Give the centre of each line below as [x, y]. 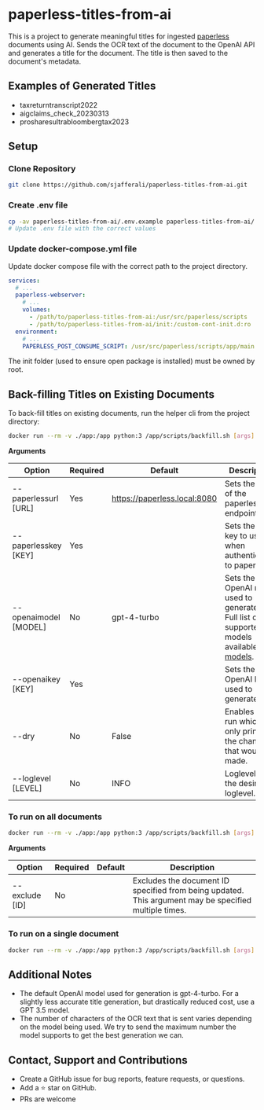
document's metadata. [44, 61]
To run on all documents [55, 817]
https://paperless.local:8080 [164, 498]
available [241, 647]
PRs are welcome [48, 1099]
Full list [237, 617]
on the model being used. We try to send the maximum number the [128, 1027]
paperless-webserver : [51, 295]
